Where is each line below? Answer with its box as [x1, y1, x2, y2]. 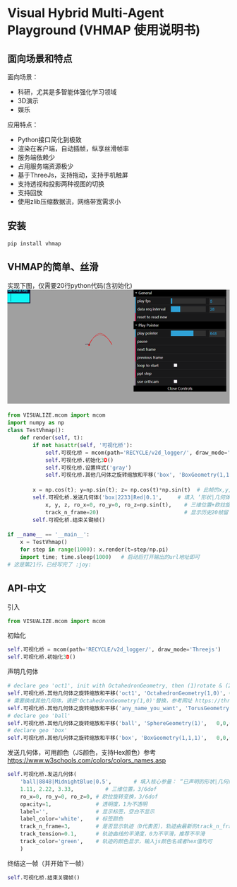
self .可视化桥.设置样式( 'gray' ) [44, 464, 132, 471]
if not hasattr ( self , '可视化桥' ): [32, 441, 133, 448]
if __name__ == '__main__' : [7, 531, 90, 538]
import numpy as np [7, 419, 65, 427]
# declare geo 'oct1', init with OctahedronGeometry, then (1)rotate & [7, 683, 222, 690]
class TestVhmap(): [7, 427, 65, 434]
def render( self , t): [20, 434, 83, 441]
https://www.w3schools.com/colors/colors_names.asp [7, 756, 166, 765]
